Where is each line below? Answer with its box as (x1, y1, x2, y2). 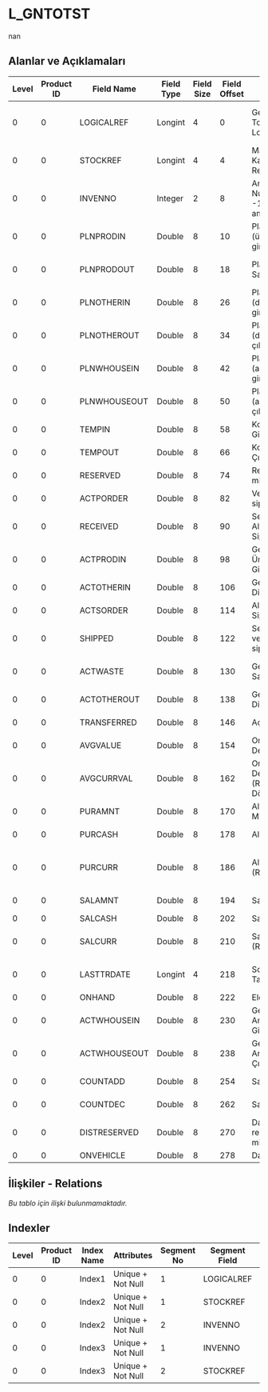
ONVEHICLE (79, 1150, 126, 1161)
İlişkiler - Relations (8, 1177, 103, 1190)
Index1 (79, 1274, 106, 1285)
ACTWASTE (79, 666, 124, 677)
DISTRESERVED (79, 1126, 140, 1138)
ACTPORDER (79, 493, 128, 504)
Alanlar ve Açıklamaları (8, 54, 126, 68)
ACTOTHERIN (79, 582, 132, 593)
